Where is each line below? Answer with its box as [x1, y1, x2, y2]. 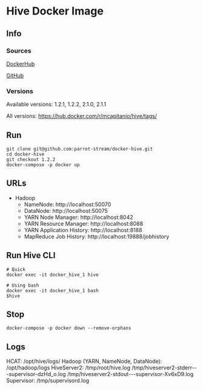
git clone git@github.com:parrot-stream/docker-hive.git [6, 146, 153, 152]
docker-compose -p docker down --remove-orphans [6, 325, 131, 331]
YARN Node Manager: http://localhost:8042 [24, 213, 133, 221]
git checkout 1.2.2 [6, 156, 56, 163]
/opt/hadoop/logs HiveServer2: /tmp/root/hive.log [6, 364, 130, 371]
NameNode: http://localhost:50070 [24, 201, 111, 208]
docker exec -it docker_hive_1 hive [6, 271, 99, 278]
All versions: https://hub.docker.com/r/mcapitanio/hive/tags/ [6, 112, 158, 120]
